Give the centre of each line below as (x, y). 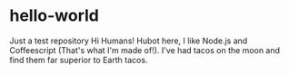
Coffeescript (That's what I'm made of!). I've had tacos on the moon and (144, 50)
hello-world (55, 16)
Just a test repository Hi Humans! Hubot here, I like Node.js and (129, 41)
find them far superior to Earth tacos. (79, 60)
